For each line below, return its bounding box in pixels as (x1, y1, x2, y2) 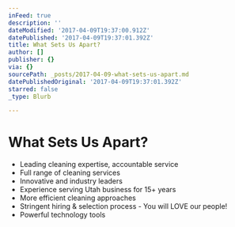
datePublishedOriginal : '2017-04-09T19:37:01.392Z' (8, 78, 182, 85)
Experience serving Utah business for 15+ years (19, 185, 176, 195)
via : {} (8, 63, 34, 71)
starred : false (8, 85, 59, 93)
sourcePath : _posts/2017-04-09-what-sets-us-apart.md (8, 70, 190, 78)
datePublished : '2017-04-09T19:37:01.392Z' (8, 33, 154, 42)
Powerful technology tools (19, 210, 106, 220)
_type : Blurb (8, 93, 51, 100)
